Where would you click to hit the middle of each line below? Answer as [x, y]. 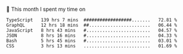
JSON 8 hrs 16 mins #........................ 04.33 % [92, 36]
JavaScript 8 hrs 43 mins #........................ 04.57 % [92, 30]
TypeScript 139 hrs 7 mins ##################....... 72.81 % [92, 20]
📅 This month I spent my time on [46, 9]
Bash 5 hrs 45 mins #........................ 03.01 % [92, 41]
